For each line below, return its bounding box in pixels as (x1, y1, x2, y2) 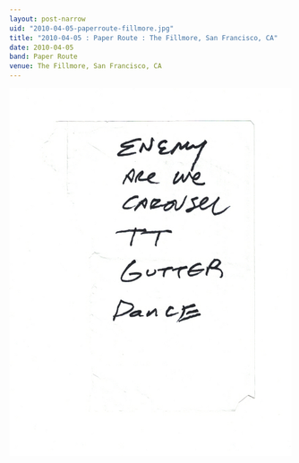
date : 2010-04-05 (9, 43, 74, 52)
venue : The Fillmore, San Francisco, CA (9, 62, 163, 71)
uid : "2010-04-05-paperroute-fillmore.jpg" (9, 23, 175, 33)
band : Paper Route (9, 52, 78, 62)
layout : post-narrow (9, 14, 87, 23)
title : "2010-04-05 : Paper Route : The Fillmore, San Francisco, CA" (9, 33, 278, 42)
